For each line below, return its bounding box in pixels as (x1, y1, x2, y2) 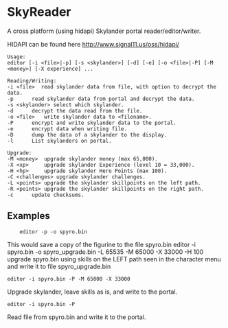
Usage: (7, 53, 26, 60)
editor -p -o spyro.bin (19, 228, 88, 235)
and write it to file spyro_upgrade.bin (7, 262, 111, 270)
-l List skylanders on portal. (7, 137, 112, 144)
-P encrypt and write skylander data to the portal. (7, 119, 176, 126)
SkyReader (7, 4, 71, 20)
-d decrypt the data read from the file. (7, 107, 143, 114)
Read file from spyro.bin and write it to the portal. (7, 313, 146, 321)
